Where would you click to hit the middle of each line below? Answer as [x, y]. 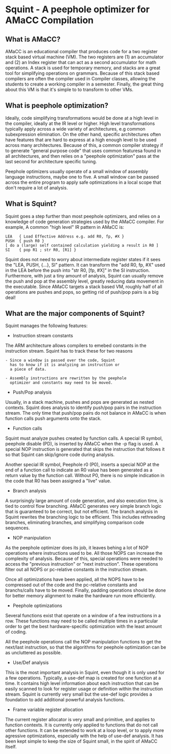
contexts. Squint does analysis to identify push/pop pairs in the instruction [83, 407]
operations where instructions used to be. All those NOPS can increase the [84, 553]
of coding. [16, 632]
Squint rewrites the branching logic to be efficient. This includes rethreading [85, 517]
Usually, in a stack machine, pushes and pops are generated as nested [80, 402]
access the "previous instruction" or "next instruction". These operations [82, 564]
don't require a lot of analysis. [36, 187]
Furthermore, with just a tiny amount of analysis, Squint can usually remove [84, 275]
